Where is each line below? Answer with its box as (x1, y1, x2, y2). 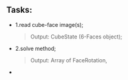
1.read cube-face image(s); (15, 21, 84, 28)
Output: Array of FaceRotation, (30, 56, 108, 64)
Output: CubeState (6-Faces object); (30, 33, 123, 40)
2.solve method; (15, 45, 56, 52)
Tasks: (6, 5, 32, 15)
